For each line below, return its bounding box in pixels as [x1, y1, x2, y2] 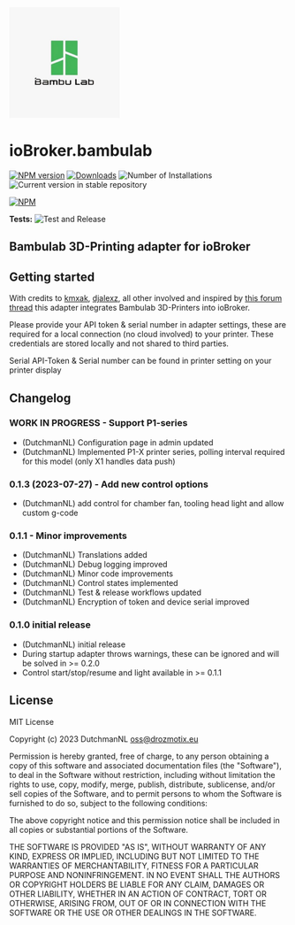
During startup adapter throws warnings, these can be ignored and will [21, 648, 280, 659]
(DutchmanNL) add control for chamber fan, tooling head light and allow [21, 498, 284, 509]
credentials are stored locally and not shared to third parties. [9, 338, 230, 349]
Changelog [9, 390, 72, 405]
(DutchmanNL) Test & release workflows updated [21, 587, 201, 598]
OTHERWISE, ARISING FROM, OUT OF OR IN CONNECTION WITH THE [9, 898, 267, 908]
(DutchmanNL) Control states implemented [21, 578, 178, 589]
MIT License [9, 716, 55, 727]
